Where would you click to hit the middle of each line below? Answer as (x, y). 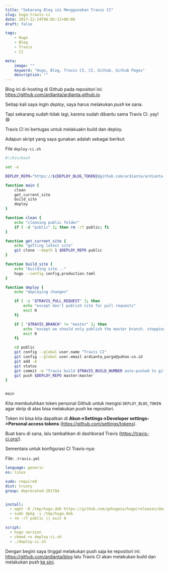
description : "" (31, 75)
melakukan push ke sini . (30, 562)
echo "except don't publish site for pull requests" (80, 306)
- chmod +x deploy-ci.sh (36, 537)
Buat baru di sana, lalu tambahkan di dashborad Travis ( (63, 433)
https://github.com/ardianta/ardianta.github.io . (53, 95)
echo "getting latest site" (44, 246)
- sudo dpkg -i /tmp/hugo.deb (41, 514)
